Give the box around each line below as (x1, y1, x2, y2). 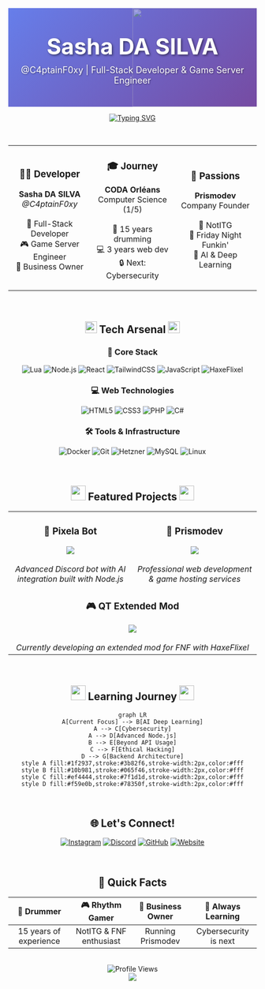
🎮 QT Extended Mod (85, 600, 180, 613)
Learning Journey (88, 690, 177, 703)
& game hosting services (148, 573, 241, 584)
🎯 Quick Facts (98, 875, 167, 889)
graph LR (118, 710, 147, 719)
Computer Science (98, 193, 167, 204)
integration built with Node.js (17, 573, 124, 584)
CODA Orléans (104, 184, 161, 195)
